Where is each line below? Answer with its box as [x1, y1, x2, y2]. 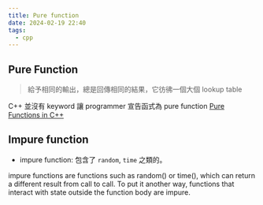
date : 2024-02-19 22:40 [8, 19, 87, 27]
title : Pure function [8, 11, 80, 20]
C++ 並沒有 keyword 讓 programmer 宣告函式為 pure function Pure [8, 102, 225, 111]
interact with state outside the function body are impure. [8, 187, 191, 197]
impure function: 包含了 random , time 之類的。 [19, 155, 167, 164]
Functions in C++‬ [8, 110, 65, 120]
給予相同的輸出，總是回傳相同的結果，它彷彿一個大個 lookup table [27, 84, 243, 95]
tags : [8, 26, 26, 34]
